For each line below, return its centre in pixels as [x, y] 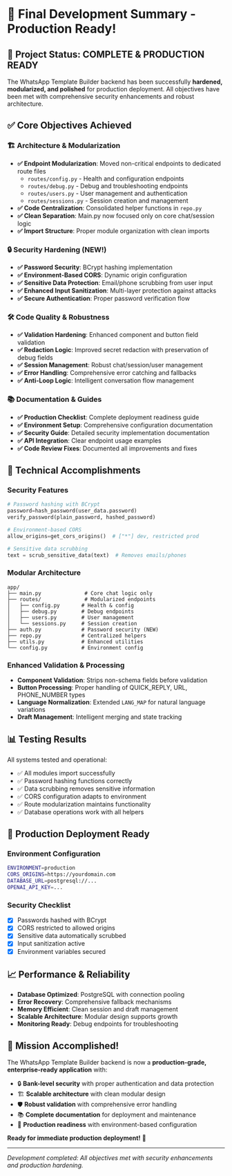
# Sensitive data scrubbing [48, 549]
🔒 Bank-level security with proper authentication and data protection [115, 1084]
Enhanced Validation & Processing [66, 665]
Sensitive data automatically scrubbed [71, 936]
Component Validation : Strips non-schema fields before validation [112, 680]
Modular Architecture [44, 573]
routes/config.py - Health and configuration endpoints [106, 178]
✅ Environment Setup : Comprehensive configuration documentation [115, 425]
